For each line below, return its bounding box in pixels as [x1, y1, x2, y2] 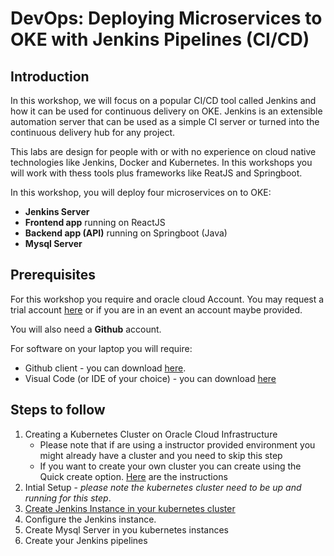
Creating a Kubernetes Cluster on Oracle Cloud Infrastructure [24, 428, 278, 440]
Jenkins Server [24, 206, 90, 217]
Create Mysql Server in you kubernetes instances [24, 523, 229, 536]
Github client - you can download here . [24, 362, 187, 374]
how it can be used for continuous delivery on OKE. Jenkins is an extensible [10, 105, 323, 117]
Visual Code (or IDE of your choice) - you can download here [24, 372, 277, 384]
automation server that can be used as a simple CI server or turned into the [10, 116, 320, 127]
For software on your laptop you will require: [10, 342, 193, 354]
